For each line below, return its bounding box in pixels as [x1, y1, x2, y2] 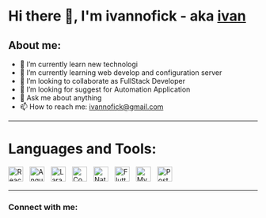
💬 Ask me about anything [19, 93, 102, 102]
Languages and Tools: [8, 140, 157, 158]
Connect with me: [8, 201, 78, 212]
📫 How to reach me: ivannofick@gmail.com [19, 102, 164, 111]
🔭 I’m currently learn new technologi [19, 59, 139, 69]
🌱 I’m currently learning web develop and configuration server [19, 68, 222, 77]
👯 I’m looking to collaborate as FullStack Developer [19, 77, 186, 85]
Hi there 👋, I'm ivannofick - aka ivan [8, 7, 247, 25]
